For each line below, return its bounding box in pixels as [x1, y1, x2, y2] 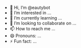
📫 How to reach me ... [9, 26, 55, 31]
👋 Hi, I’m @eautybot [9, 5, 51, 10]
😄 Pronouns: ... [9, 33, 42, 39]
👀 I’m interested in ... [9, 10, 52, 16]
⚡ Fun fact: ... [9, 38, 37, 44]
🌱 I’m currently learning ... [9, 15, 62, 21]
